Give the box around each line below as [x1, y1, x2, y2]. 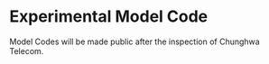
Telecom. [9, 45, 44, 56]
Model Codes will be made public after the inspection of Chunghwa [9, 36, 260, 47]
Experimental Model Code [9, 6, 209, 27]
